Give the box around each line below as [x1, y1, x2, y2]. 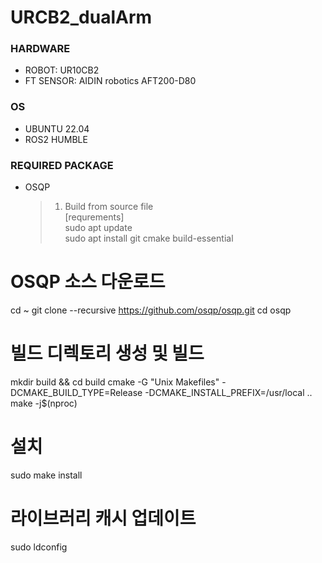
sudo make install [10, 469, 83, 481]
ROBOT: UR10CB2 [24, 64, 100, 76]
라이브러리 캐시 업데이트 [10, 507, 197, 530]
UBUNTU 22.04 [24, 122, 90, 135]
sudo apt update [64, 222, 133, 234]
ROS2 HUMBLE [24, 133, 88, 145]
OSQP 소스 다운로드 [10, 271, 166, 293]
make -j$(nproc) [10, 397, 78, 409]
